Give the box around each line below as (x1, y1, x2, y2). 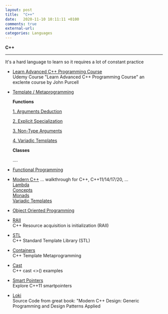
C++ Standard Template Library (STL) (12, 238, 90, 243)
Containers (12, 247, 35, 253)
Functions (12, 99, 34, 104)
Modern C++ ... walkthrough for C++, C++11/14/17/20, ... (12, 177, 128, 182)
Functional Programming (12, 167, 63, 173)
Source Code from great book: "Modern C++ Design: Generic (12, 298, 139, 303)
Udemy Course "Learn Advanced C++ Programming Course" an (12, 74, 145, 80)
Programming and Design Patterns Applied (12, 303, 101, 309)
